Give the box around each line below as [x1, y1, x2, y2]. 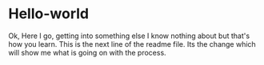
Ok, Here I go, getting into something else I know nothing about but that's [8, 31, 250, 40]
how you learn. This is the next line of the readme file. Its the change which [8, 39, 256, 48]
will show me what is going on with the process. [8, 48, 166, 57]
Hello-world [8, 5, 90, 23]
